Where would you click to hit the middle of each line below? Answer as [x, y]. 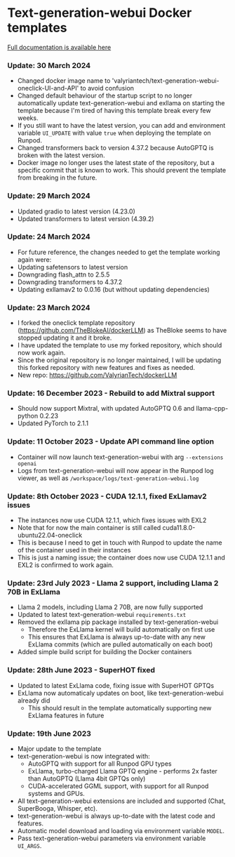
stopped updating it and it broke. [65, 338]
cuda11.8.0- [179, 528]
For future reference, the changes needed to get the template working [119, 252]
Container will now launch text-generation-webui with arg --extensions [120, 457]
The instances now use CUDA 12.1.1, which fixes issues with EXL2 [112, 520]
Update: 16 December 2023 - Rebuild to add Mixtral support [111, 393]
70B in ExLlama [34, 592]
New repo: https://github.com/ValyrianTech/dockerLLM [97, 375]
